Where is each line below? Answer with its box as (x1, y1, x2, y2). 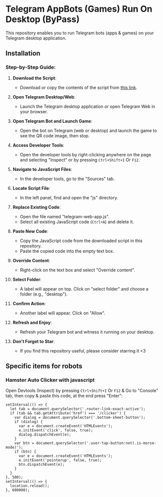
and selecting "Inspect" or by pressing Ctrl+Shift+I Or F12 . (20, 157, 140, 163)
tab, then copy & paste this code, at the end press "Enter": (5, 393, 123, 399)
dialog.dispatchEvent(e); (18, 432, 71, 437)
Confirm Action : (12, 300, 46, 306)
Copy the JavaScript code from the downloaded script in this (20, 238, 143, 244)
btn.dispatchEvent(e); (18, 462, 65, 467)
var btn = (14, 441, 35, 446)
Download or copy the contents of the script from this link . (20, 84, 138, 90)
